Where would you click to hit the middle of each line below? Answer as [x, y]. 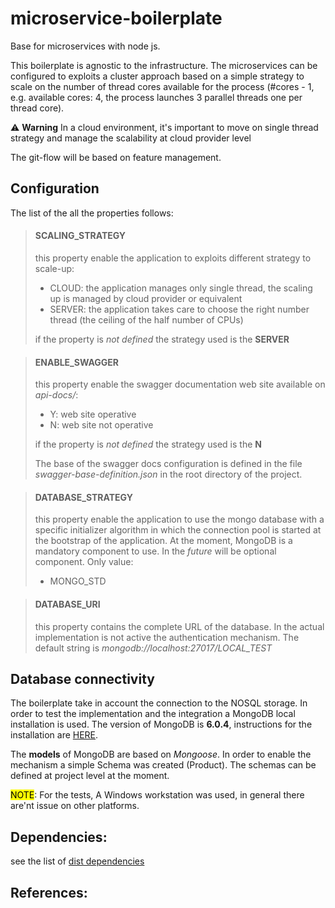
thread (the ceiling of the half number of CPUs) [146, 319]
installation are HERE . [54, 735]
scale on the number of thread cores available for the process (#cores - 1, [162, 86]
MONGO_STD [78, 581]
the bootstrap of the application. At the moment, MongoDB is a [163, 541]
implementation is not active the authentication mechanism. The [167, 637]
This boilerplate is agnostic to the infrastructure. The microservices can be [164, 65]
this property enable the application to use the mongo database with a [179, 519]
